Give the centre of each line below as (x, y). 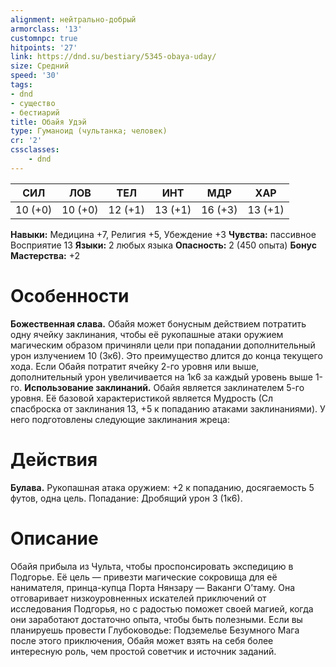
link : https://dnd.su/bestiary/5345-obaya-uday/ (113, 57)
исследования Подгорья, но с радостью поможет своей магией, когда (162, 608)
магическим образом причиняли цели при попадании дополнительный (163, 345)
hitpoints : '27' (44, 47)
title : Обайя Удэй (48, 122)
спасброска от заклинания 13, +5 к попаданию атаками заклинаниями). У (168, 408)
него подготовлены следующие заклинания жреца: (120, 419)
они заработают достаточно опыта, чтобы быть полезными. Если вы (156, 619)
